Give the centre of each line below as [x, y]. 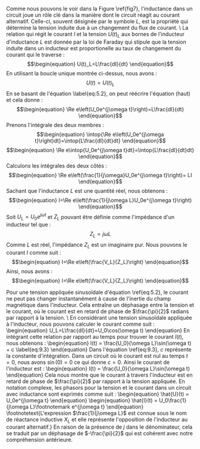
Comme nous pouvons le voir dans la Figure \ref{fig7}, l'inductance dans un [99, 9]
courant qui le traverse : [36, 54]
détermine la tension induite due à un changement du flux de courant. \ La [97, 28]
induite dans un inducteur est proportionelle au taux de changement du [94, 48]
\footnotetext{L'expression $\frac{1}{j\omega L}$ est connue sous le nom [96, 413]
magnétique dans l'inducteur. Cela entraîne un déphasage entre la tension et [100, 305]
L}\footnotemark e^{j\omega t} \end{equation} [87, 406]
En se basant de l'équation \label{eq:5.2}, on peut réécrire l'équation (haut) [99, 93]
